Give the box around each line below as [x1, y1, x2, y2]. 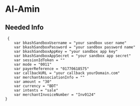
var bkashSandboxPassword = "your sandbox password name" [14, 45, 136, 50]
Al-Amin [5, 3, 40, 15]
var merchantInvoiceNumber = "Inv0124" [14, 92, 96, 97]
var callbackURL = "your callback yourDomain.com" [14, 71, 120, 75]
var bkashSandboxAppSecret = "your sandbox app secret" [14, 53, 132, 58]
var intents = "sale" [14, 88, 58, 93]
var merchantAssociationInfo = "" [14, 75, 85, 80]
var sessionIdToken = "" [14, 58, 65, 63]
